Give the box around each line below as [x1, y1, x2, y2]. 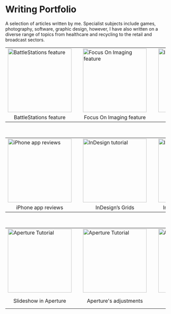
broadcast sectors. [5, 37, 45, 43]
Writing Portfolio [5, 4, 77, 15]
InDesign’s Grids [95, 204, 135, 211]
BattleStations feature [13, 114, 66, 121]
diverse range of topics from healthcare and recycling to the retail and [5, 31, 152, 37]
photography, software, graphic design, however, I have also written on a [5, 25, 158, 32]
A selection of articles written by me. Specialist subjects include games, [5, 20, 156, 27]
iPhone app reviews [16, 204, 64, 211]
